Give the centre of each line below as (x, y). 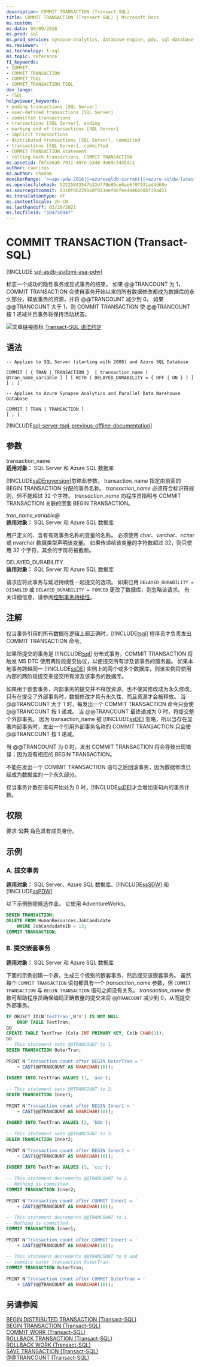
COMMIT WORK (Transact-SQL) (46, 1332)
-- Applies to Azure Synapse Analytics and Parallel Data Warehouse (93, 393)
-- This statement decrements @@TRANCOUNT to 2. (68, 1178)
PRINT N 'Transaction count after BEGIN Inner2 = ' (71, 1150)
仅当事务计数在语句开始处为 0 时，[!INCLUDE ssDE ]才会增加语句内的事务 (95, 787)
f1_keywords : (22, 62)
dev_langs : (20, 90)
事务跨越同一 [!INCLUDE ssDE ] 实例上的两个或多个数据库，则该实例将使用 (101, 668)
